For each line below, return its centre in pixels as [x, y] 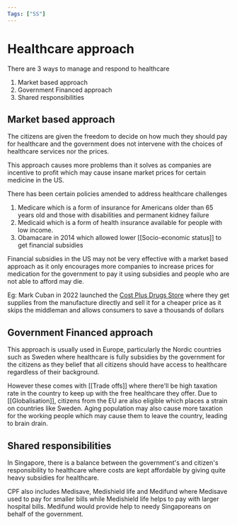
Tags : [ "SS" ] [27, 14]
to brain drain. [28, 423]
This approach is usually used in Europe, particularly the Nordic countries [114, 350]
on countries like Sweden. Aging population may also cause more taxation [115, 408]
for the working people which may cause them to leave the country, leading [117, 416]
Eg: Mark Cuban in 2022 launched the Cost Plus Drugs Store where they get [118, 295]
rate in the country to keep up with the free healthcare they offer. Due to [112, 393]
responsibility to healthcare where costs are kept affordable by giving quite [117, 470]
